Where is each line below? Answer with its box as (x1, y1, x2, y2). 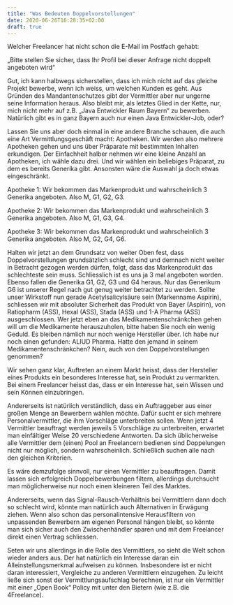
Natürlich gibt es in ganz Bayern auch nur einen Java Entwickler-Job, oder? (7, 114, 225, 122)
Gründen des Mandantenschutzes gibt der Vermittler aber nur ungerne (7, 92, 211, 100)
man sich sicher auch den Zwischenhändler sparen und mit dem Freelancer (7, 525, 225, 534)
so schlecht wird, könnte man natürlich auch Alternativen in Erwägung (7, 503, 209, 511)
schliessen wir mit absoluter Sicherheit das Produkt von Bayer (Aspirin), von (7, 300, 226, 309)
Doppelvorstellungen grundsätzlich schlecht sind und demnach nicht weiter (7, 256, 225, 264)
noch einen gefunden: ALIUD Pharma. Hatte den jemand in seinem (7, 337, 199, 346)
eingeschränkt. (7, 172, 50, 180)
